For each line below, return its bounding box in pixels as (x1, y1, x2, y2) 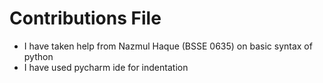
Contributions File (9, 7, 162, 30)
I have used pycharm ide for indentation (23, 61, 189, 73)
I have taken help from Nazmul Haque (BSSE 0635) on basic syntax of (23, 40, 313, 52)
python (23, 50, 54, 62)
